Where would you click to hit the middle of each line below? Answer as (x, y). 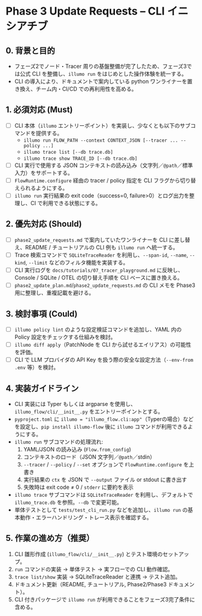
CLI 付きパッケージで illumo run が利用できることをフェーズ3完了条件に (105, 599)
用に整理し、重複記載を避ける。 (54, 293)
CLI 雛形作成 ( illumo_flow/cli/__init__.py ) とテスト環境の (89, 554)
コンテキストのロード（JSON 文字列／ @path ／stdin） (89, 457)
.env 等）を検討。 (37, 367)
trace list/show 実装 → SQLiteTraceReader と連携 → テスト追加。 (97, 577)
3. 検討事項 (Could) (42, 314)
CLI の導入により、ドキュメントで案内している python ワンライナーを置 (103, 81)
